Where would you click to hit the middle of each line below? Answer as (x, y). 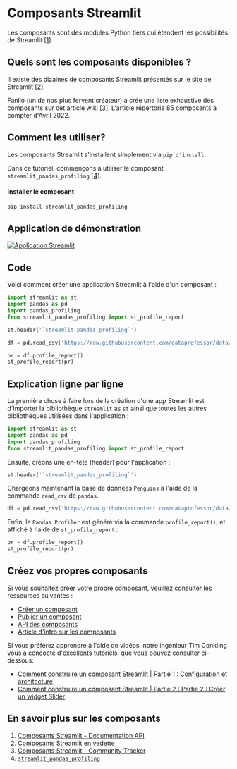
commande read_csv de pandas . (53, 496)
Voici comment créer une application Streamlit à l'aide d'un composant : (112, 285)
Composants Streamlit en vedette (66, 743)
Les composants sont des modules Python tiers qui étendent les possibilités (118, 32)
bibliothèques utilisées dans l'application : (68, 416)
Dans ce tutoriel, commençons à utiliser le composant (85, 168)
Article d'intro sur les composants (67, 632)
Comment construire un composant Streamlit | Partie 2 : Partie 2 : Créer (121, 689)
